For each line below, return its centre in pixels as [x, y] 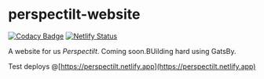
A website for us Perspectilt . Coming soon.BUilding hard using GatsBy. [123, 51]
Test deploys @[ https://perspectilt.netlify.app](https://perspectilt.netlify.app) [132, 66]
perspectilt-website [74, 14]
